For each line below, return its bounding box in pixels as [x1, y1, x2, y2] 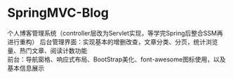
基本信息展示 [7, 64, 44, 72]
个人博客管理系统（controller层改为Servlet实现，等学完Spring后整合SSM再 [7, 29, 223, 37]
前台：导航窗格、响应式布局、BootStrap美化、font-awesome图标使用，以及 [7, 55, 226, 64]
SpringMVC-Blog [7, 5, 109, 21]
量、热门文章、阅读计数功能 [7, 46, 88, 55]
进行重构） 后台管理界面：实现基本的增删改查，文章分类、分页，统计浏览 [7, 37, 218, 46]
